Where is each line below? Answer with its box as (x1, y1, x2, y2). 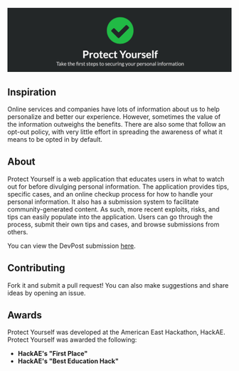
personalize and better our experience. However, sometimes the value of (7, 113, 221, 121)
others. (7, 227, 28, 236)
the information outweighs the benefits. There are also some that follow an (7, 120, 226, 129)
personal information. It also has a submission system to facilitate (7, 197, 199, 206)
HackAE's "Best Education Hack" (17, 357, 119, 365)
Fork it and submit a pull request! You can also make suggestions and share (7, 281, 229, 289)
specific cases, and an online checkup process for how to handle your (7, 189, 213, 198)
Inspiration (7, 86, 57, 98)
